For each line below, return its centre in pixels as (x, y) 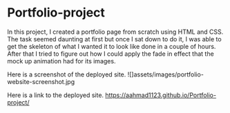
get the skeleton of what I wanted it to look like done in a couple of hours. (112, 46)
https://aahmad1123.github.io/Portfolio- (161, 95)
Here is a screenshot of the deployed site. (67, 74)
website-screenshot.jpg (41, 81)
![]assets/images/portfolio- (165, 74)
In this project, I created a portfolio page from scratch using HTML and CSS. (115, 32)
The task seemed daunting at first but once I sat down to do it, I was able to (115, 39)
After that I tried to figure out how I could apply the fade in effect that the (111, 54)
